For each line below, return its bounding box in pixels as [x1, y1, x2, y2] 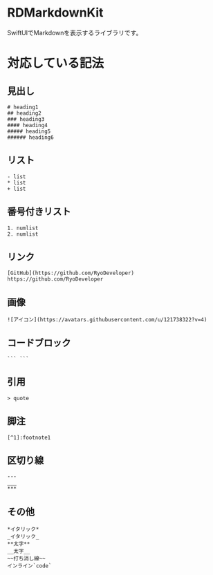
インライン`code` [7, 563, 52, 569]
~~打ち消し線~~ [7, 555, 46, 563]
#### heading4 [7, 122, 48, 129]
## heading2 [7, 109, 41, 117]
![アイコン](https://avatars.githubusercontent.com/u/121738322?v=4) [7, 317, 207, 323]
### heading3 [7, 115, 45, 122]
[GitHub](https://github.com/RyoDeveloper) [7, 270, 135, 277]
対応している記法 [7, 55, 104, 71]
